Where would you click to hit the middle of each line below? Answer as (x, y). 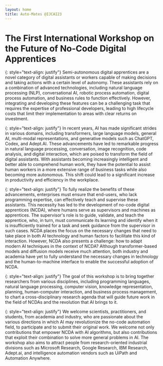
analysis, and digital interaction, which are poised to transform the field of (79, 154)
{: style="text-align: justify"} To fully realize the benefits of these (70, 189)
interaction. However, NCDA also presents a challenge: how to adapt (74, 241)
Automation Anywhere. (28, 358)
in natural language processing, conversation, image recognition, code (76, 149)
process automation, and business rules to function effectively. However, (78, 98)
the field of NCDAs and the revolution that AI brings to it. (62, 302)
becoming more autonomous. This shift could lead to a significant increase (80, 175)
